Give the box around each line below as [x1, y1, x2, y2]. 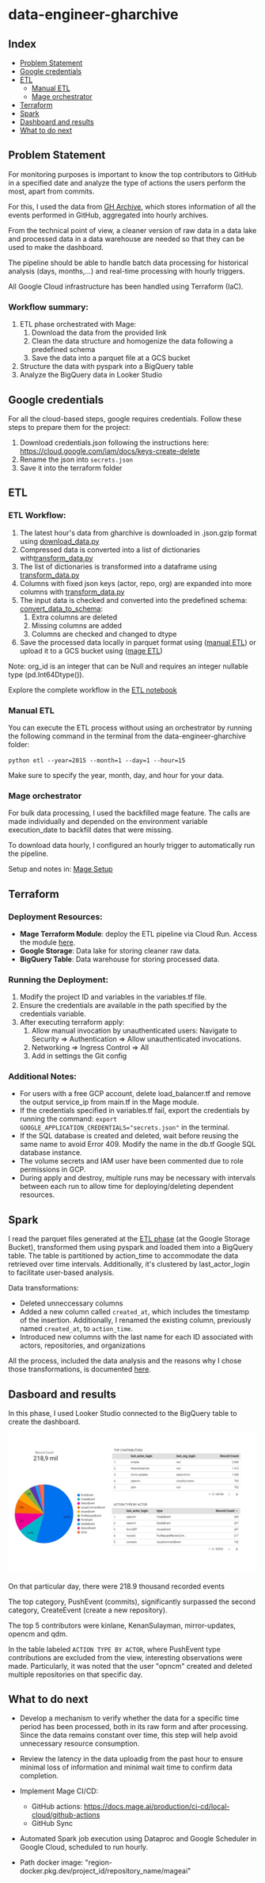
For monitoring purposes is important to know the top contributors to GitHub [8, 169, 257, 179]
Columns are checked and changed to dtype [31, 629, 177, 639]
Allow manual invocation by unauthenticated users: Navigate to [31, 1026, 237, 1036]
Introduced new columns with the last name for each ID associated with [19, 1333, 253, 1342]
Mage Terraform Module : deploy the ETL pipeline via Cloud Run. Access [19, 929, 258, 938]
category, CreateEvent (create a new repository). [8, 1605, 168, 1615]
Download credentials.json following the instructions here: [19, 438, 210, 447]
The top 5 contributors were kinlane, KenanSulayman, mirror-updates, [8, 1620, 236, 1630]
